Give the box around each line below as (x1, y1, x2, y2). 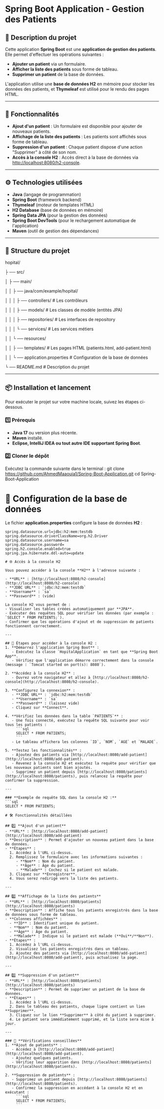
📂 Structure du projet (5, 246, 70, 255)
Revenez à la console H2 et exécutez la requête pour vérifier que (16, 761, 156, 765)
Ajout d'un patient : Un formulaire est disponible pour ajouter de (12, 123, 143, 129)
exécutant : (5, 1089, 29, 1095)
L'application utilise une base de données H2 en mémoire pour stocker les (5, 81, 155, 87)
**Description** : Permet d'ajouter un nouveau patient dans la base (9, 837, 154, 842)
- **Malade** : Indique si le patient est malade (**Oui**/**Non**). (9, 934, 154, 938)
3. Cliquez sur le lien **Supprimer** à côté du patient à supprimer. (9, 1012, 156, 1017)
